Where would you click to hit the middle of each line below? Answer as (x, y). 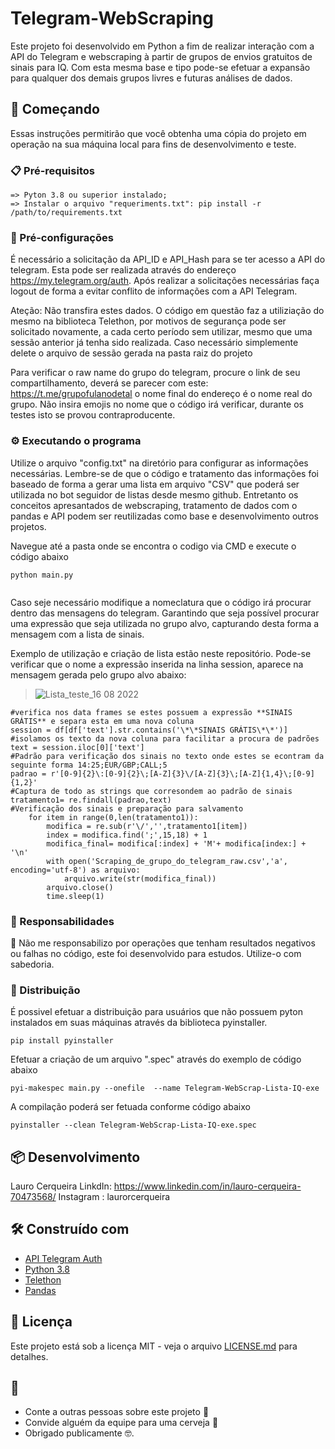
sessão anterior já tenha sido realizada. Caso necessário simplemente (154, 343)
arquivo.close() (80, 887)
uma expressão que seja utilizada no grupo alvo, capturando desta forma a (165, 623)
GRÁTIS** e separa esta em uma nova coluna (102, 721)
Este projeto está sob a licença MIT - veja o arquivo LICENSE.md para (154, 1346)
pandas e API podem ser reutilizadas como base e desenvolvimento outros (165, 516)
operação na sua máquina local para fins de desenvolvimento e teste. (153, 144)
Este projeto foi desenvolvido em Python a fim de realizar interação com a (162, 46)
